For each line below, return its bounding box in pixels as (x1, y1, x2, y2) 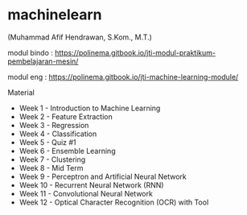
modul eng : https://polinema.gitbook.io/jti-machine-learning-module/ (7, 72, 239, 81)
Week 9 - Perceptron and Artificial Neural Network (19, 172, 187, 181)
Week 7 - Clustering (19, 155, 86, 164)
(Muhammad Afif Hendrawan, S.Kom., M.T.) (7, 32, 152, 42)
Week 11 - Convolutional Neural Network (19, 188, 154, 198)
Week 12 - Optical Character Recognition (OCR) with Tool (19, 197, 209, 207)
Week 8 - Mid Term (19, 163, 84, 172)
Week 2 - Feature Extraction (19, 111, 113, 122)
